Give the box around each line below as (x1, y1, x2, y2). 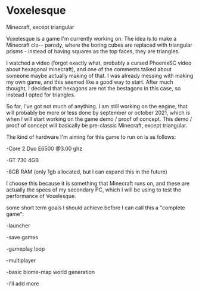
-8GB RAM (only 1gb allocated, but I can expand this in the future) (6, 168, 168, 175)
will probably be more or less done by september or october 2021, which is (6, 109, 191, 116)
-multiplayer (6, 257, 36, 264)
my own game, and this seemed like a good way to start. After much (6, 78, 173, 86)
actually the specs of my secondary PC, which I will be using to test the (6, 186, 182, 193)
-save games (6, 233, 39, 241)
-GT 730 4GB (6, 156, 39, 163)
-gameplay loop (6, 245, 45, 252)
